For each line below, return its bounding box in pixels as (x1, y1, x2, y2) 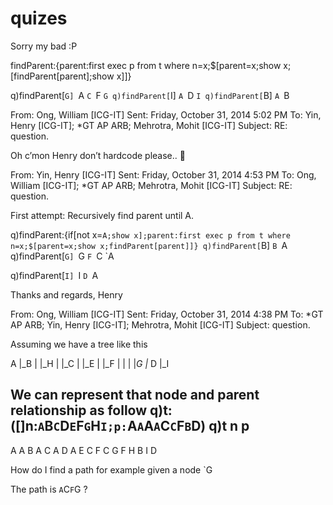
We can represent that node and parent (10, 387, 260, 404)
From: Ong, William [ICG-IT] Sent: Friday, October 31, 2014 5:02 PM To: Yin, (10, 108, 322, 121)
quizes (10, 7, 68, 30)
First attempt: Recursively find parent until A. (10, 209, 195, 221)
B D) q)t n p (184, 418, 250, 435)
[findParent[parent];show (10, 70, 115, 82)
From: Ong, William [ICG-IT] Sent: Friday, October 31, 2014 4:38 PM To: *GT (10, 308, 324, 320)
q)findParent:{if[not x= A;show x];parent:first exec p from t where (10, 228, 291, 241)
